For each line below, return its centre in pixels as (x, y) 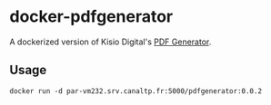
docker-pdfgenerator (91, 17)
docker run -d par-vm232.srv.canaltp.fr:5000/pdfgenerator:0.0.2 (135, 91)
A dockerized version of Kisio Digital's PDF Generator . (110, 42)
